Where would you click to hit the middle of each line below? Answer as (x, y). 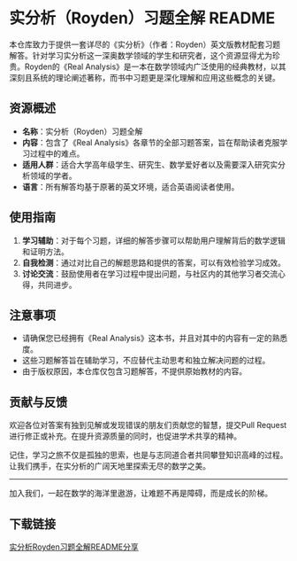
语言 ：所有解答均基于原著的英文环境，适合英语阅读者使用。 (130, 186)
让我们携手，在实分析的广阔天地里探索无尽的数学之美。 (110, 466)
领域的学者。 (53, 175)
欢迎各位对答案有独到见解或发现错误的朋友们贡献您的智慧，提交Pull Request (148, 425)
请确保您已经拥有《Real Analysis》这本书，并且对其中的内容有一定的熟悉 (155, 339)
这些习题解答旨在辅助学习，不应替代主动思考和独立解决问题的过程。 (146, 361)
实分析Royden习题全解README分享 (74, 547)
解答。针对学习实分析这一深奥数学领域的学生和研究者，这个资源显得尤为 (141, 55)
